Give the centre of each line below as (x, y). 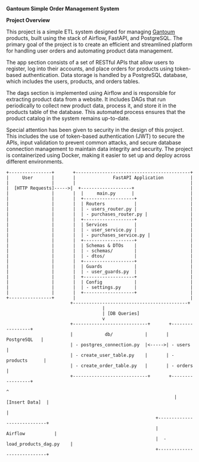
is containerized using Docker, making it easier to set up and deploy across (98, 155)
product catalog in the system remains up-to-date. (68, 118)
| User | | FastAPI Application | (100, 178)
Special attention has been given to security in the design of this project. (95, 130)
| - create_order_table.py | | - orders (132, 366)
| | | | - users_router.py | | (100, 209)
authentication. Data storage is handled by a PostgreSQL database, (105, 75)
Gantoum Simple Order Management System (63, 9)
